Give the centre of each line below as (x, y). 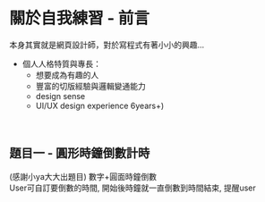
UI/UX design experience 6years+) (100, 105)
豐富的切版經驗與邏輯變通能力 (90, 86)
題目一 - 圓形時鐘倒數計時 (80, 153)
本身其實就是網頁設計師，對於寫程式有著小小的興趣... (107, 45)
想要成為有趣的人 (67, 75)
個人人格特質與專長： (61, 63)
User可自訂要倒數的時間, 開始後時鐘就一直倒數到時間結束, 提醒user (133, 188)
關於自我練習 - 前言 (80, 18)
